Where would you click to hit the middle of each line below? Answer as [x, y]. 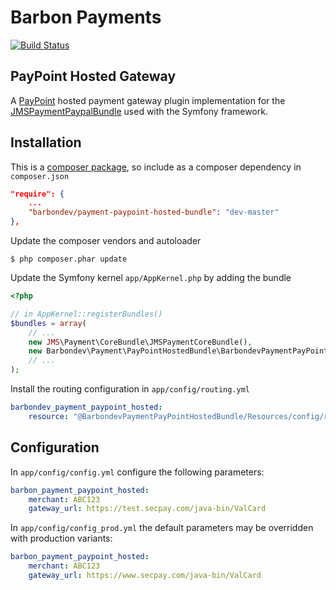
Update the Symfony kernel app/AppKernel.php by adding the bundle [151, 278]
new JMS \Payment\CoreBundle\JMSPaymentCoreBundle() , [140, 342]
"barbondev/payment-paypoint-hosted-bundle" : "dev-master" [154, 212]
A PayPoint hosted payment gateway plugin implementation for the [148, 100]
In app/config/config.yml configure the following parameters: [137, 472]
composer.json [40, 176]
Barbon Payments [86, 17]
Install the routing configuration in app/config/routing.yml [130, 389]
